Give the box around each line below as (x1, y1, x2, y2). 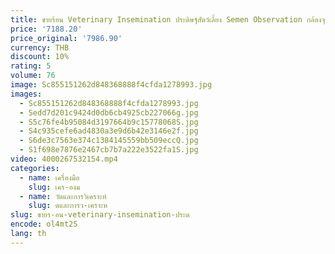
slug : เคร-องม (28, 182, 81, 192)
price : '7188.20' (10, 24, 83, 34)
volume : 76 (10, 71, 56, 81)
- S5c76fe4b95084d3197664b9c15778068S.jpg (19, 117, 199, 127)
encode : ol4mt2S (10, 219, 78, 230)
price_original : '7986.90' (10, 33, 123, 43)
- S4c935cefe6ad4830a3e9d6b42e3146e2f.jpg (19, 126, 199, 136)
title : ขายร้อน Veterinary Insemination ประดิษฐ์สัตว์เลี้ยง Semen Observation (10, 14, 303, 25)
